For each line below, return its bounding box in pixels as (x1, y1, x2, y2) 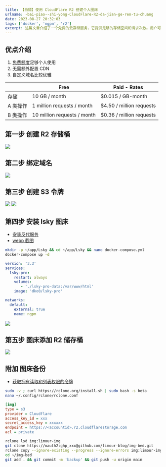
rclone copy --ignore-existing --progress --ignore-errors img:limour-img (5, 448, 163, 453)
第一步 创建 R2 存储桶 (5, 130, 70, 139)
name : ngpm (14, 311, 37, 316)
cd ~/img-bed (5, 452, 32, 458)
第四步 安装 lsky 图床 (5, 217, 69, 226)
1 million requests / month (32, 102, 93, 109)
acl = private (5, 430, 35, 435)
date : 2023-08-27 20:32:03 (5, 16, 61, 21)
